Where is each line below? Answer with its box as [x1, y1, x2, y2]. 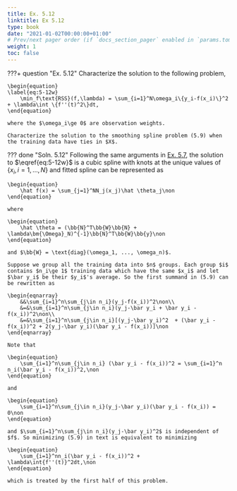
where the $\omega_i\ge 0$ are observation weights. [7, 119, 166, 127]
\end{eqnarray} [7, 329, 52, 336]
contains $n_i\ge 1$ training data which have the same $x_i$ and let [7, 267, 219, 274]
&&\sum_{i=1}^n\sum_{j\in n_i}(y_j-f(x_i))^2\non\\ [20, 298, 175, 305]
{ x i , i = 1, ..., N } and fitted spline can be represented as [7, 165, 164, 176]
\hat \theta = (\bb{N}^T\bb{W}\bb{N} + [20, 224, 138, 231]
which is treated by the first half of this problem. [7, 477, 169, 484]
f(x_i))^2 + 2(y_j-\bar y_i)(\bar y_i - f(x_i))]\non [7, 322, 169, 330]
